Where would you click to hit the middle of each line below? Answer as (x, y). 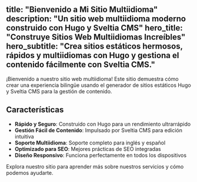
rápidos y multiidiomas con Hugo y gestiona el (93, 55)
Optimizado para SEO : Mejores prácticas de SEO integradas (88, 149)
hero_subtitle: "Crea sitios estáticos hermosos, (95, 46)
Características (35, 110)
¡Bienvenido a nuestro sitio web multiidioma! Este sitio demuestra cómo (92, 79)
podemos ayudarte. (30, 173)
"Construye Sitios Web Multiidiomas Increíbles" (96, 37)
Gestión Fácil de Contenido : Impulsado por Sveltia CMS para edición (98, 130)
